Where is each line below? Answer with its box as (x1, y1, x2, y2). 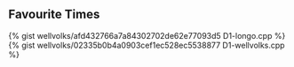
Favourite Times (8, 7, 100, 22)
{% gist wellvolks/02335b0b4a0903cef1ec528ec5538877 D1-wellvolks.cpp (8, 40, 285, 50)
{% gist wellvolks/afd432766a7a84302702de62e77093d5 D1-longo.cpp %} (8, 30, 286, 41)
